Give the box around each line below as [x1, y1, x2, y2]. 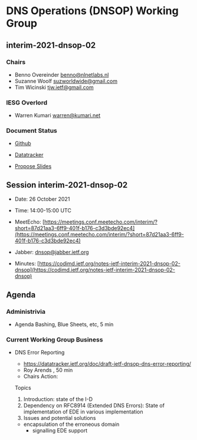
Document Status [6, 127, 58, 135]
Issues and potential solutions [23, 415, 96, 422]
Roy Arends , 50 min [23, 367, 73, 374]
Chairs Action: [23, 373, 58, 380]
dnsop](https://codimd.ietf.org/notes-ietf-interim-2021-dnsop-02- [14, 267, 175, 274]
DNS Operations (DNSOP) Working [6, 4, 179, 18]
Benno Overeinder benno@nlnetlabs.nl [14, 71, 109, 78]
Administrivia [6, 307, 46, 316]
